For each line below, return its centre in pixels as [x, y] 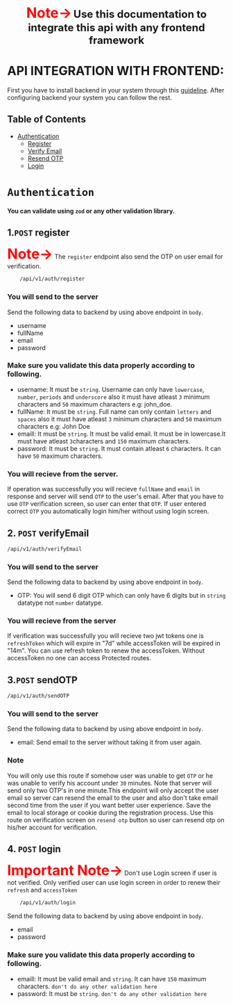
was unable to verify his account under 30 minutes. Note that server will [110, 783]
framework [116, 40]
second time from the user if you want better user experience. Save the [109, 805]
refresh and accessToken [42, 890]
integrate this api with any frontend [116, 27]
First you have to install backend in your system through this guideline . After [116, 90]
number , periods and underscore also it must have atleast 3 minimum [113, 397]
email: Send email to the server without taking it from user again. [110, 742]
